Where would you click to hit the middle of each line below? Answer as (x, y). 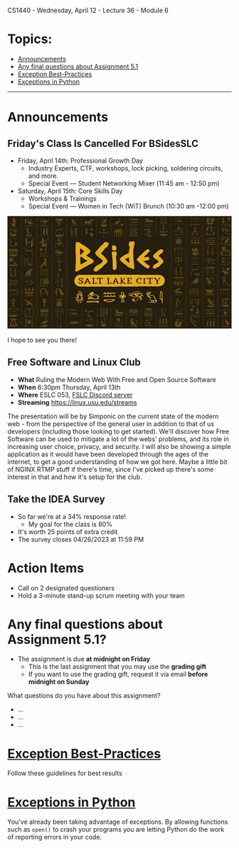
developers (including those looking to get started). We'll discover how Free (118, 431)
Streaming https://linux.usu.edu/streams (77, 402)
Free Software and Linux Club (74, 362)
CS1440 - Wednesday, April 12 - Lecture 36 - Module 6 (88, 10)
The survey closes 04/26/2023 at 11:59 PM (81, 539)
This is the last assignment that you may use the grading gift (117, 667)
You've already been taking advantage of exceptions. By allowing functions (118, 822)
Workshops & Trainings (62, 198)
